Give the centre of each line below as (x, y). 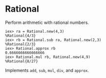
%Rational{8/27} (21, 61)
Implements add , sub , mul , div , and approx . (47, 70)
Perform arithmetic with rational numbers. (47, 22)
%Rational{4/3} (21, 36)
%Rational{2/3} (21, 44)
